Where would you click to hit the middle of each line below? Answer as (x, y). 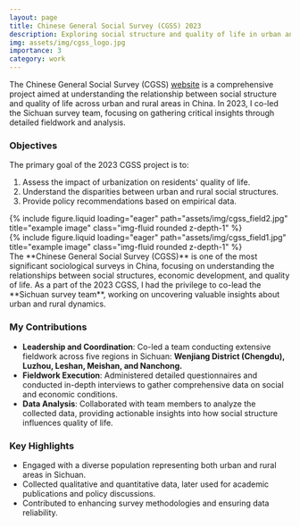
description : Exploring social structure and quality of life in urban (145, 34)
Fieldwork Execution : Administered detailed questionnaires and (139, 375)
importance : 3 (36, 51)
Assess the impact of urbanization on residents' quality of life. (136, 182)
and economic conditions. (70, 394)
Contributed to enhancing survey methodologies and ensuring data (146, 503)
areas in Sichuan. (54, 474)
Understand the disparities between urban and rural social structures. (150, 192)
